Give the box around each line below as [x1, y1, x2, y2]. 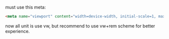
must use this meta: [5, 4, 46, 10]
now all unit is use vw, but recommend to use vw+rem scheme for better [5, 22, 155, 29]
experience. [5, 28, 30, 34]
